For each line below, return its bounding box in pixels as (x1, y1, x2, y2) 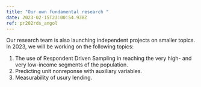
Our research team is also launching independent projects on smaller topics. (6, 37, 196, 44)
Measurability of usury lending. (14, 74, 93, 82)
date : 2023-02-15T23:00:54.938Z (6, 14, 87, 21)
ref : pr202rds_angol (6, 20, 58, 26)
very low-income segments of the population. (14, 61, 128, 68)
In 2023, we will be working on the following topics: (6, 43, 134, 50)
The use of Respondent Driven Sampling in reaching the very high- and (14, 55, 192, 62)
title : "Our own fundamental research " (6, 8, 110, 15)
